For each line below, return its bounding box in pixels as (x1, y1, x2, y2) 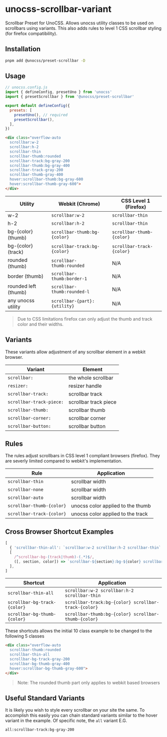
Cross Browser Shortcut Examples (5, 527, 114, 536)
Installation (5, 45, 41, 53)
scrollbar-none (7, 487, 44, 492)
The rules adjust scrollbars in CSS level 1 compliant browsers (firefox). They (5, 453, 160, 459)
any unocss (7, 297, 35, 304)
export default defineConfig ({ (5, 103, 70, 108)
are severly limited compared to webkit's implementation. (5, 458, 123, 464)
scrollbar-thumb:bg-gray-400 (9, 163, 70, 168)
